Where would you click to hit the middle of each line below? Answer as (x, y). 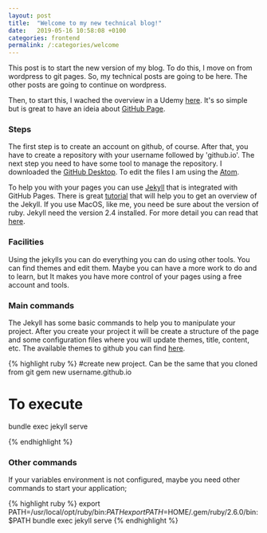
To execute (46, 404)
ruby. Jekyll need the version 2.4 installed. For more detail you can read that (133, 213)
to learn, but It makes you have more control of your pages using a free (125, 276)
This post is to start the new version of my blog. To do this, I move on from (130, 68)
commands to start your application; (68, 488)
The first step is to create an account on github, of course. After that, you (128, 147)
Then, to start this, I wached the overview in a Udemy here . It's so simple (128, 100)
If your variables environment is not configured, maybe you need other (124, 480)
